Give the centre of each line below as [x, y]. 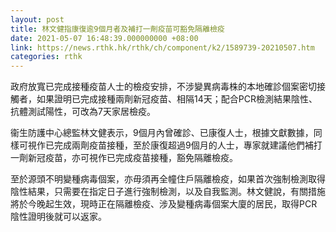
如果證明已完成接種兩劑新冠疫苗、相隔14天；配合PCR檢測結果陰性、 [177, 99]
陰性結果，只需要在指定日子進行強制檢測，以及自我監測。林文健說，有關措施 [168, 192]
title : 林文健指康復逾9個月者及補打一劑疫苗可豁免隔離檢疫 [117, 29]
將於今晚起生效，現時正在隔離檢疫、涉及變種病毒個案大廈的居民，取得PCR [164, 204]
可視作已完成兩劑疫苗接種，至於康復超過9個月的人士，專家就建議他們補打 [170, 145]
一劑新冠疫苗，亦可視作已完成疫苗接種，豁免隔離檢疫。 [124, 158]
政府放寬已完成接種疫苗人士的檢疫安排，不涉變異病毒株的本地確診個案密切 [163, 87]
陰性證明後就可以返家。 [58, 217]
